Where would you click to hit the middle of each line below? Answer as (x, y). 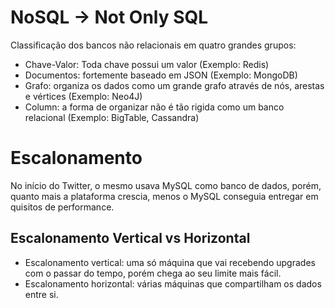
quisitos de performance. (62, 207)
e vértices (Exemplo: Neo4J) (83, 96)
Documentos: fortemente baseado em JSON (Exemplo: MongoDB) (161, 75)
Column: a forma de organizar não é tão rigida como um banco (154, 107)
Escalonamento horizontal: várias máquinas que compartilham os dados (173, 283)
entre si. (41, 294)
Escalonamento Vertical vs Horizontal (130, 238)
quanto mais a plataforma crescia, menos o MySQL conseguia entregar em (164, 196)
